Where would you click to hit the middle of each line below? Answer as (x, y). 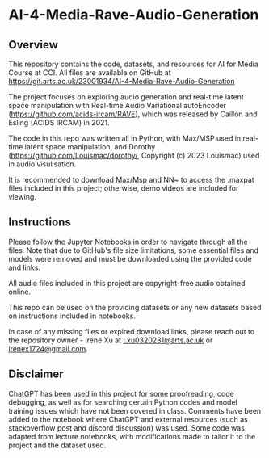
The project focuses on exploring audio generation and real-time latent (126, 97)
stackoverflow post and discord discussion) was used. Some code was (126, 428)
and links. (24, 267)
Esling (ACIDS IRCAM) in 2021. (59, 122)
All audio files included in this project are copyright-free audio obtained (127, 283)
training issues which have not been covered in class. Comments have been (135, 410)
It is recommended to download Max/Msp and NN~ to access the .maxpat (131, 180)
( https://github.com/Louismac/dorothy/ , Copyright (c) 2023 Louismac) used (134, 155)
